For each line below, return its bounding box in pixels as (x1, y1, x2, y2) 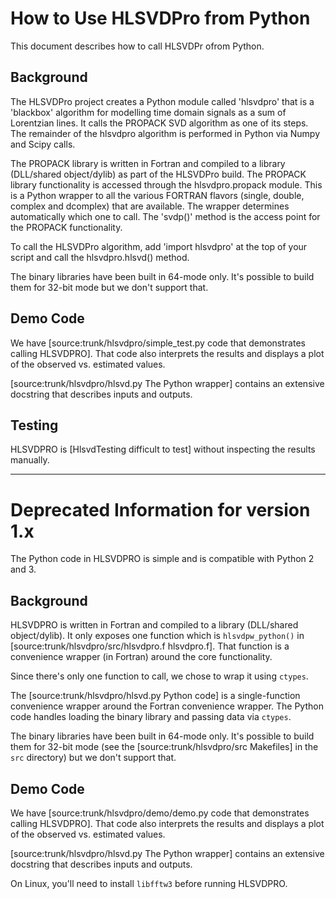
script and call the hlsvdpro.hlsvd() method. (10, 251, 190, 263)
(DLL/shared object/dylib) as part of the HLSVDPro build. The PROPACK (10, 168, 307, 180)
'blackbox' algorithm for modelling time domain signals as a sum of (10, 106, 287, 118)
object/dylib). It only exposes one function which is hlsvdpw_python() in (10, 630, 305, 642)
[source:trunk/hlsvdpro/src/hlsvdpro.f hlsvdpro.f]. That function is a (10, 640, 290, 652)
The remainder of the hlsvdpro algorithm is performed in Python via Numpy (10, 127, 320, 139)
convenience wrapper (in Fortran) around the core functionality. (10, 651, 273, 663)
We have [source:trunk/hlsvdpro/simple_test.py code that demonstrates (10, 337, 306, 349)
